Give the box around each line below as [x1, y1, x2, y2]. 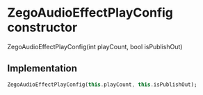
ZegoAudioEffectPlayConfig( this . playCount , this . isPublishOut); [7, 81, 197, 88]
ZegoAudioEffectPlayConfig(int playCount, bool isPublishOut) [7, 42, 183, 51]
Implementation [7, 62, 78, 74]
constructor [7, 19, 78, 35]
